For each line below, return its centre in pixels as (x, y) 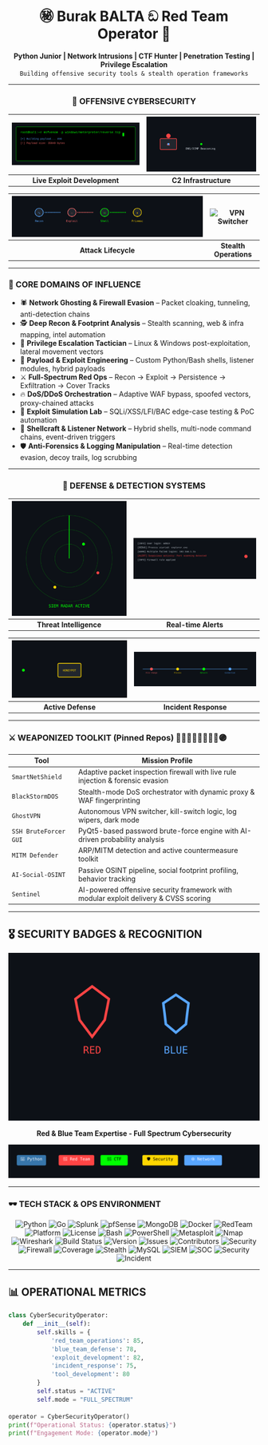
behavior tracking (107, 879)
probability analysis (133, 840)
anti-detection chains (55, 314)
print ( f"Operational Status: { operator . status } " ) (93, 1425)
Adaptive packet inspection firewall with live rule (158, 772)
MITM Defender (35, 855)
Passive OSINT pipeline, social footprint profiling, (159, 870)
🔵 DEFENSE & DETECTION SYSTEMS (134, 486)
